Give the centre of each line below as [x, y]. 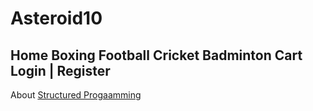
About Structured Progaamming [76, 95]
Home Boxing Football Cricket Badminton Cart [156, 55]
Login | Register [60, 70]
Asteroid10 [56, 18]
